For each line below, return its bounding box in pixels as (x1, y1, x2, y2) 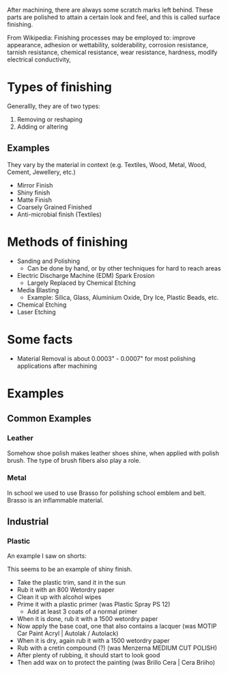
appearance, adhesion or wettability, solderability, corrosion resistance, (7, 41, 208, 49)
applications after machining (16, 361, 98, 370)
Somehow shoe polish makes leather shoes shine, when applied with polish (7, 448, 220, 457)
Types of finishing (7, 79, 113, 95)
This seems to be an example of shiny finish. (7, 565, 132, 574)
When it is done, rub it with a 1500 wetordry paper (16, 615, 158, 623)
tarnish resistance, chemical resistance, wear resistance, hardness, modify (7, 48, 218, 56)
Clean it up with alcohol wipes (16, 593, 102, 601)
